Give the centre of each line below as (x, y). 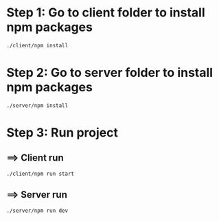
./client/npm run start (41, 174)
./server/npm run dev (37, 211)
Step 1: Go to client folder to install (106, 13)
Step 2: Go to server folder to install (110, 73)
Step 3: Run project (62, 133)
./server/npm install (37, 105)
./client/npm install (37, 45)
